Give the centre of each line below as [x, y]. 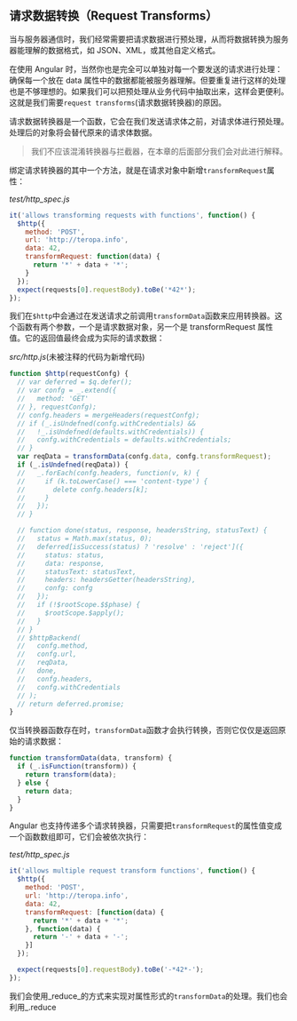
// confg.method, [53, 646]
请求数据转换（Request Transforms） [113, 16]
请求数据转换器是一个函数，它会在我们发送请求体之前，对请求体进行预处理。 [149, 121]
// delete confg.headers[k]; [83, 490]
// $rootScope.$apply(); [71, 613]
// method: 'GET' [53, 399]
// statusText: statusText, [77, 571]
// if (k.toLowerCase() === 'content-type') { [113, 481]
